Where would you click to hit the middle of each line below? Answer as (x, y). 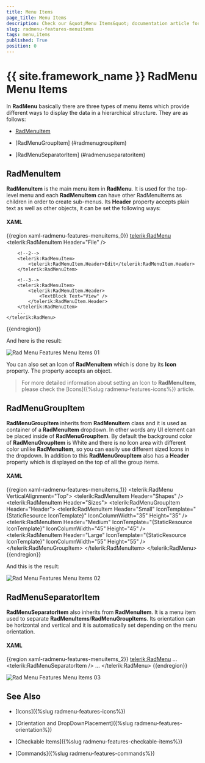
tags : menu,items (28, 35)
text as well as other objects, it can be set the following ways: (84, 208)
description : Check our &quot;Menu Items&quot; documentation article (98, 23)
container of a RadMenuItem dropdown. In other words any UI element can (101, 429)
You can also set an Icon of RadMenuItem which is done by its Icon (92, 364)
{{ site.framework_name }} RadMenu (102, 76)
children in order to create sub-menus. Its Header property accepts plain (98, 202)
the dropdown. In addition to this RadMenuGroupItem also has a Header (98, 455)
